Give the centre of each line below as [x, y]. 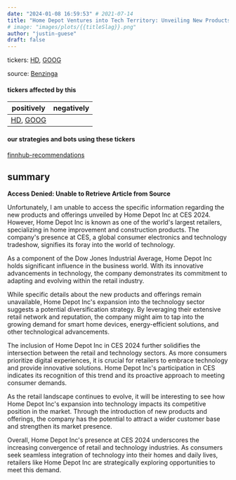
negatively [71, 108]
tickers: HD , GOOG [34, 60]
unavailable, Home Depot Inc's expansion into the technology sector [106, 302]
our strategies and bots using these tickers [71, 139]
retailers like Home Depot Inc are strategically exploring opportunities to [111, 462]
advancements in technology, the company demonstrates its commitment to [117, 273]
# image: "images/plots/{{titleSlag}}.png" [72, 27]
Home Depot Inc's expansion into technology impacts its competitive [107, 404]
